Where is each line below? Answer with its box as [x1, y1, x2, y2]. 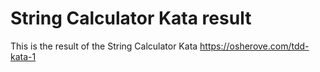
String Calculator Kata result [10, 7, 252, 30]
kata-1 [10, 50, 37, 62]
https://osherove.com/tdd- [199, 40, 310, 52]
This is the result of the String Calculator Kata [10, 40, 198, 52]
